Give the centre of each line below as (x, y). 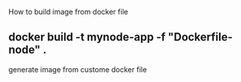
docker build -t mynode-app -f (87, 37)
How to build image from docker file (68, 12)
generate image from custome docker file (78, 69)
